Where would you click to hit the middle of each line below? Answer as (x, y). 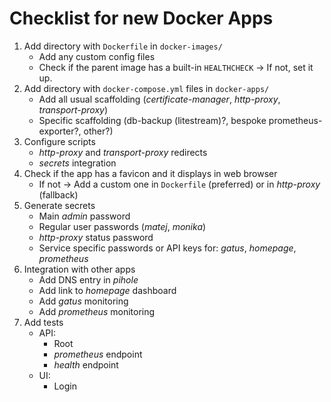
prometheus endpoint (98, 354)
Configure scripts (59, 141)
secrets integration (77, 163)
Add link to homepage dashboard (107, 290)
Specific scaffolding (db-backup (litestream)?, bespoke (152, 120)
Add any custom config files (97, 56)
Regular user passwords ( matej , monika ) (122, 226)
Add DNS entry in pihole (88, 279)
